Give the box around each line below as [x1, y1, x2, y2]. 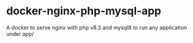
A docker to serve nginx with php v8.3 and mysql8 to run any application [6, 24, 188, 31]
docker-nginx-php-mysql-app [6, 4, 162, 18]
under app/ [6, 30, 34, 37]
